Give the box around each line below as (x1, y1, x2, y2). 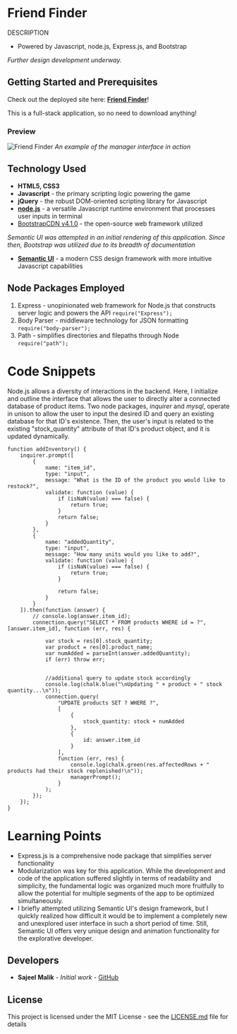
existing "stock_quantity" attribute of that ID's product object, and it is (7, 424, 210, 433)
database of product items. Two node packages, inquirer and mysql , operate (7, 402, 230, 410)
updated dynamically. (7, 431, 70, 440)
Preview (7, 126, 36, 136)
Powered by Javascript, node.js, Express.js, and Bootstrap (17, 42, 187, 50)
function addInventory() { (7, 446, 87, 453)
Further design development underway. (7, 55, 122, 64)
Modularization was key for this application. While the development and (17, 866, 226, 875)
